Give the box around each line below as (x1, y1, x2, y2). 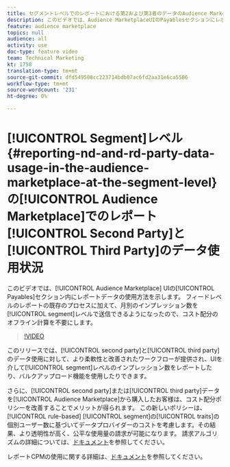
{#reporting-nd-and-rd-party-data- (7, 145, 216, 161)
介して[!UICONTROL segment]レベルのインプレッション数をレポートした (7, 363, 213, 371)
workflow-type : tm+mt (7, 80, 69, 87)
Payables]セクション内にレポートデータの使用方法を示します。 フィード (7, 292, 210, 300)
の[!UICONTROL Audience (7, 191, 158, 207)
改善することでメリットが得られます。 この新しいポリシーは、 (30, 403, 207, 411)
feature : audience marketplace (7, 23, 97, 29)
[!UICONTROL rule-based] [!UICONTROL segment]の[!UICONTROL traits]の (7, 412, 220, 420)
